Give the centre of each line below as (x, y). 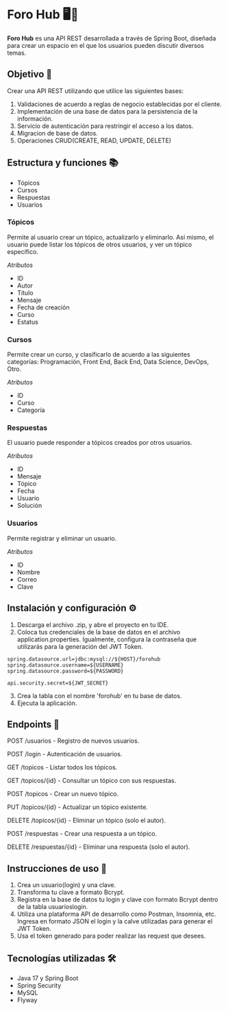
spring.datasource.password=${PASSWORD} (66, 671)
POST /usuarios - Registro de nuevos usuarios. (73, 741)
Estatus (28, 322)
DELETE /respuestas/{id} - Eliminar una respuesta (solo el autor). (99, 847)
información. (35, 118)
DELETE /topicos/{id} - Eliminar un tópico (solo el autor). (87, 821)
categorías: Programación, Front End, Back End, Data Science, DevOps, (108, 362)
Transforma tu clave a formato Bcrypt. (71, 893)
